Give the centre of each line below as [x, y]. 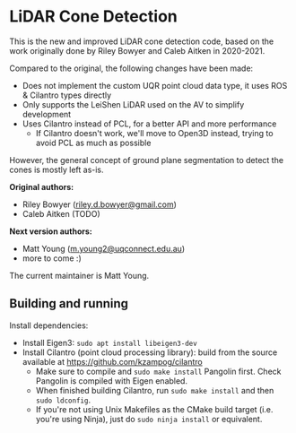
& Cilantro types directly [67, 95]
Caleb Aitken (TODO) [61, 213]
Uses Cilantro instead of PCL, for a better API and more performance [149, 124]
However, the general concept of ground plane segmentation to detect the [147, 160]
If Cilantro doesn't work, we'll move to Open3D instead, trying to [154, 133]
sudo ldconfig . [63, 400]
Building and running [69, 303]
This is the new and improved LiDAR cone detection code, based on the [142, 41]
